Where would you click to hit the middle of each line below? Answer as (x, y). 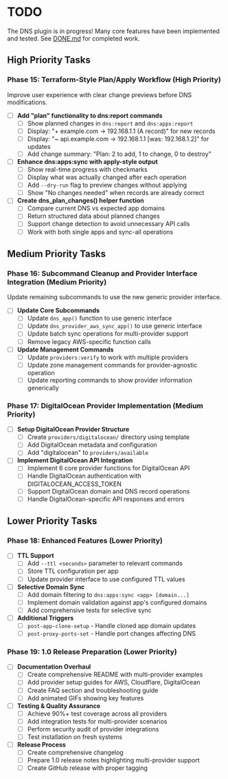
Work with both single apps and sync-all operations (100, 232)
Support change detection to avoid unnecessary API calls (109, 224)
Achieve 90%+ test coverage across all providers (97, 714)
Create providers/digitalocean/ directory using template (109, 437)
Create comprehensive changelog (75, 753)
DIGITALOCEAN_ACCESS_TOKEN (74, 484)
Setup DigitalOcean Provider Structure (73, 429)
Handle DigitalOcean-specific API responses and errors (106, 499)
